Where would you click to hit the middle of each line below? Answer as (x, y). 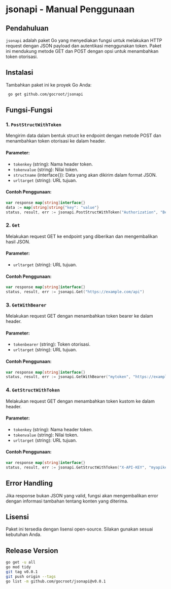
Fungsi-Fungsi (29, 110)
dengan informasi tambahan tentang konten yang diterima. (67, 501)
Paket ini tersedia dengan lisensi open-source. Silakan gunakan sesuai (79, 529)
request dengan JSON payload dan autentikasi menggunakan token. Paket (83, 46)
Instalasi (20, 73)
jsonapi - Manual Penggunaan (70, 9)
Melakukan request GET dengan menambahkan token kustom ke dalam (80, 401)
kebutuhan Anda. (24, 535)
